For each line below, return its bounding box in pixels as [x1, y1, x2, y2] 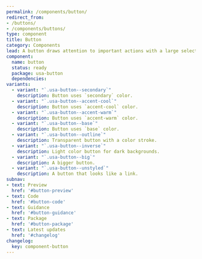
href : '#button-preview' [11, 187, 74, 193]
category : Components [6, 43, 61, 49]
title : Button [6, 37, 42, 43]
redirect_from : [6, 14, 44, 20]
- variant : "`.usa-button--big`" [11, 154, 96, 160]
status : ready [11, 64, 47, 71]
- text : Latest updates [6, 227, 66, 233]
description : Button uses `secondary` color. [17, 93, 133, 99]
